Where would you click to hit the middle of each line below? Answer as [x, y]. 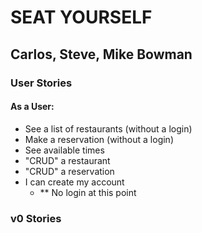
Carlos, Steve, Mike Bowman [101, 54]
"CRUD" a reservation [69, 171]
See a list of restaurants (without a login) [108, 128]
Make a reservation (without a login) [99, 139]
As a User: [32, 107]
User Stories [41, 83]
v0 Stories [36, 218]
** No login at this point [88, 192]
